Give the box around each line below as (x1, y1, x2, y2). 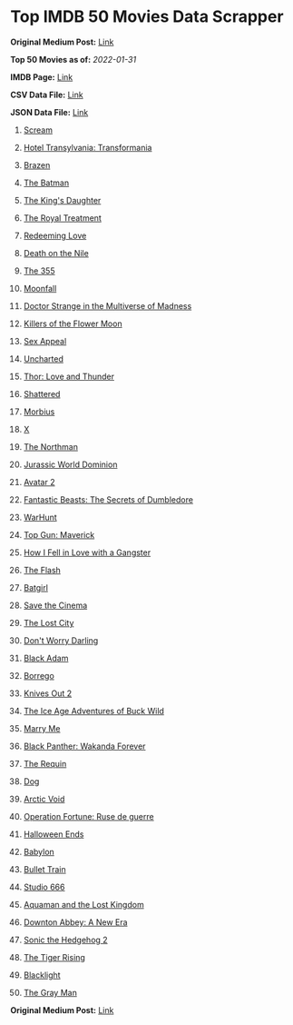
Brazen (23, 159, 51, 170)
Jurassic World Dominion (23, 459, 118, 470)
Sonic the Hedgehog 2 (23, 934, 108, 945)
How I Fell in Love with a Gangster (23, 547, 151, 558)
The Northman (23, 441, 78, 452)
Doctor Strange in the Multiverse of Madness (23, 300, 192, 311)
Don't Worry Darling (23, 634, 99, 646)
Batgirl (23, 582, 49, 592)
